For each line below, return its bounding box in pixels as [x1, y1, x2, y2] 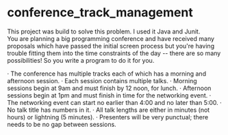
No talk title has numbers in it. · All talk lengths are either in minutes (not [7, 106, 210, 114]
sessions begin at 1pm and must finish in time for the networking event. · [7, 91, 212, 100]
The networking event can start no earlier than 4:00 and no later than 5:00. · [7, 98, 223, 106]
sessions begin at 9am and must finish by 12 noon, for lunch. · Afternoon [7, 84, 212, 92]
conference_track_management [7, 5, 193, 20]
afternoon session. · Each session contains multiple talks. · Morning [7, 76, 197, 85]
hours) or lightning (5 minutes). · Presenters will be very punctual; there [7, 112, 209, 121]
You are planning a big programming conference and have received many [7, 34, 214, 42]
